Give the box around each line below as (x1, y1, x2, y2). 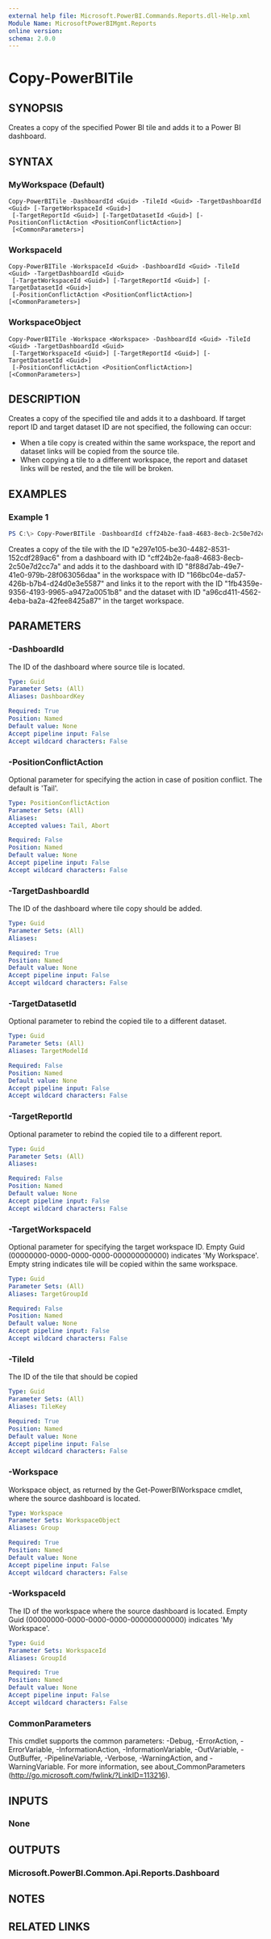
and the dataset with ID (123, 587, 202, 596)
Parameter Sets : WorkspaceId (8, 1646, 106, 1654)
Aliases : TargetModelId (8, 1047, 89, 1056)
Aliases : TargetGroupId (8, 1290, 89, 1298)
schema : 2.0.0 (8, 34, 56, 43)
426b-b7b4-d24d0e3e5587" (8, 579, 105, 588)
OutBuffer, (8, 1753, 43, 1763)
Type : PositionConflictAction (8, 799, 110, 807)
